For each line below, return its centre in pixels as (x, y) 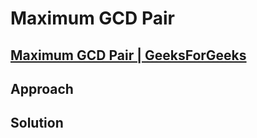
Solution (37, 123)
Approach (42, 88)
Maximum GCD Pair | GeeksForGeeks (128, 55)
